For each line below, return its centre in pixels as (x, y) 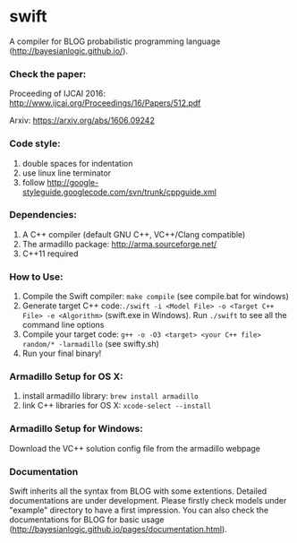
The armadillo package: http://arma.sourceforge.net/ (119, 244)
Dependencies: (43, 215)
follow (34, 182)
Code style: (35, 143)
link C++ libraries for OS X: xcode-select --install (117, 406)
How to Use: (36, 277)
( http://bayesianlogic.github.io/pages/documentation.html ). (119, 530)
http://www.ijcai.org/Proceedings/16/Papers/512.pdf (105, 103)
